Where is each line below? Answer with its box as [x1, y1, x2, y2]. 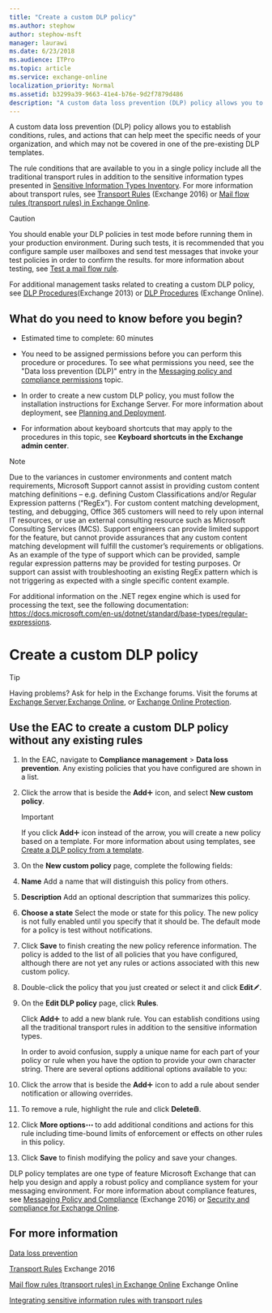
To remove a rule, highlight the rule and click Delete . [20, 1104, 202, 1113]
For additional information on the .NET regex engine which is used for [9, 592, 241, 601]
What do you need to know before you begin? [9, 312, 244, 325]
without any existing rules [9, 733, 143, 747]
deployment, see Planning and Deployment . [20, 408, 167, 418]
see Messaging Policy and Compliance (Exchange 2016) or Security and [9, 1194, 250, 1204]
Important [20, 811, 54, 821]
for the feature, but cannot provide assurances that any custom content [9, 532, 248, 543]
